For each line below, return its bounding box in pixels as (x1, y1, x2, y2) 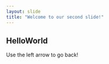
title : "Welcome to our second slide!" (6, 14, 104, 20)
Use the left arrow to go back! (6, 51, 78, 59)
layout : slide (6, 8, 41, 15)
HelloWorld (6, 36, 48, 46)
